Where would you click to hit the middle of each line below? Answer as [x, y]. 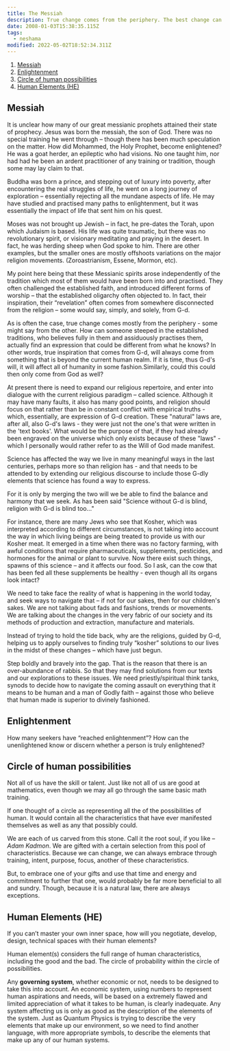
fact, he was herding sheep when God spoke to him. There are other [103, 245]
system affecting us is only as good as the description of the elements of [110, 1011]
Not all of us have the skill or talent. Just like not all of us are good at [104, 783]
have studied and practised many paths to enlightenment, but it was [103, 203]
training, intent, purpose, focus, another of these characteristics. [98, 861]
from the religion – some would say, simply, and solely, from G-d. [99, 309]
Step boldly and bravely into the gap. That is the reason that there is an [107, 663]
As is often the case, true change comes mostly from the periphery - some [112, 323]
